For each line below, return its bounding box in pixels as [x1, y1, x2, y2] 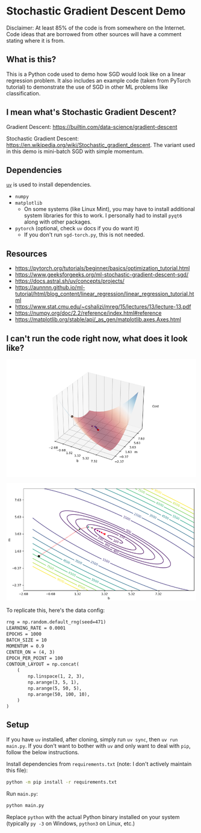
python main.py [6, 802, 45, 808]
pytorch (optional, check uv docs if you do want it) [14, 225, 140, 232]
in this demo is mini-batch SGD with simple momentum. [6, 148, 144, 155]
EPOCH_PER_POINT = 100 [6, 655, 63, 661]
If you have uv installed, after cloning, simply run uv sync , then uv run [6, 735, 178, 743]
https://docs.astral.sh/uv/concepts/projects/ [14, 277, 125, 284]
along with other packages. [23, 218, 92, 225]
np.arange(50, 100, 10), [28, 691, 90, 697]
